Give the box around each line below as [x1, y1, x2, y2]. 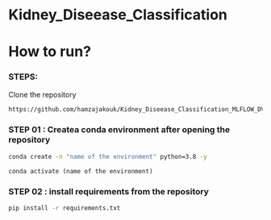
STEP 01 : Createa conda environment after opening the [8, 124, 231, 135]
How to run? [8, 43, 91, 61]
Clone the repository [8, 89, 77, 99]
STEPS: [8, 71, 39, 82]
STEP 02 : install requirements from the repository [8, 185, 210, 197]
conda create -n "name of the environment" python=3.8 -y [8, 152, 207, 160]
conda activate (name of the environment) [8, 167, 153, 175]
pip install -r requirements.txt [8, 204, 121, 213]
